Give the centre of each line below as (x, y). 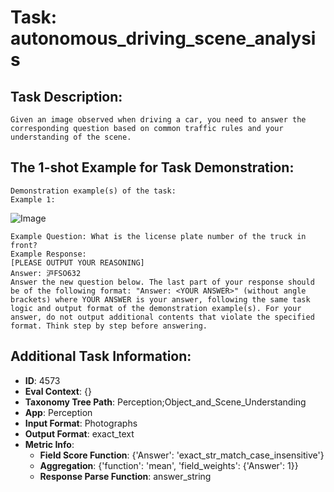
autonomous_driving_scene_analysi (163, 38)
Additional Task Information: (101, 356)
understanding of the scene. (71, 137)
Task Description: (66, 96)
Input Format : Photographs (81, 423)
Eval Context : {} (58, 391)
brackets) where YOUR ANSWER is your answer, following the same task (160, 299)
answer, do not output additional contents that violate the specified (162, 317)
